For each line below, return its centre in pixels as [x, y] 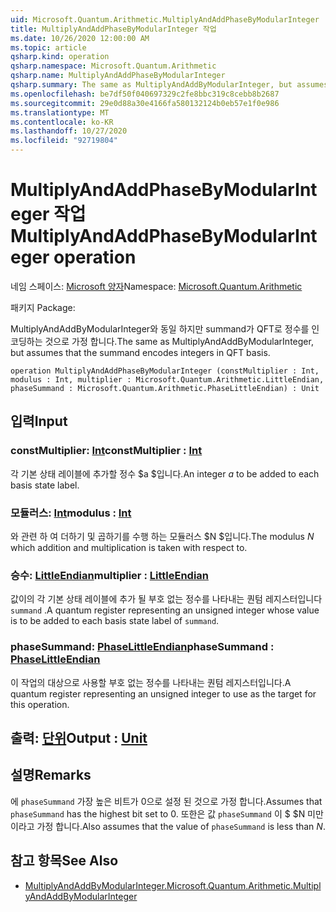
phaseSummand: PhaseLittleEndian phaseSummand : [142, 647]
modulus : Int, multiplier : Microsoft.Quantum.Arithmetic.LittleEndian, [167, 379]
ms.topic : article [48, 47]
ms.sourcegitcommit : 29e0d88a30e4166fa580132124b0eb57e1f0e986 [145, 103]
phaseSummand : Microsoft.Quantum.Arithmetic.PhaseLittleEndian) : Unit [165, 388]
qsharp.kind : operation [60, 57]
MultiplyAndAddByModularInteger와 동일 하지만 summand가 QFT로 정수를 [160, 328]
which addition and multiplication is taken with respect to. [129, 547]
